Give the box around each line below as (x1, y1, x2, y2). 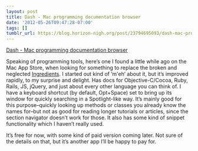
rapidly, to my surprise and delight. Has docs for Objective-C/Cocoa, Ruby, (6, 77, 188, 84)
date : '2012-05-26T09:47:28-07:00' (6, 19, 94, 25)
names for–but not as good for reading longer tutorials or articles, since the (6, 108, 189, 115)
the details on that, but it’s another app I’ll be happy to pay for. (6, 138, 157, 145)
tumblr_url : (6, 31, 35, 36)
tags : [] (6, 25, 28, 31)
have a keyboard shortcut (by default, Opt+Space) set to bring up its (6, 89, 172, 96)
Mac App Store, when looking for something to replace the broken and (6, 64, 177, 71)
